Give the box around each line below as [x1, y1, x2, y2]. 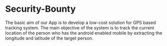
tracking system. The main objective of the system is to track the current [5, 24, 155, 30]
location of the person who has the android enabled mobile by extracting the [5, 30, 163, 36]
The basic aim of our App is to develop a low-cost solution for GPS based [5, 20, 156, 25]
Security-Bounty [5, 3, 76, 15]
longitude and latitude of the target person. [5, 35, 94, 41]
